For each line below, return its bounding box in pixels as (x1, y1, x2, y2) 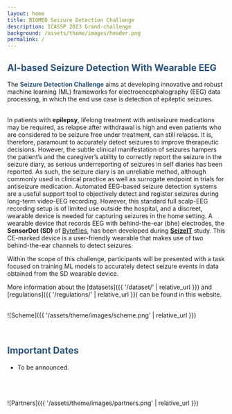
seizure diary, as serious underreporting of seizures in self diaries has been (7, 160, 223, 168)
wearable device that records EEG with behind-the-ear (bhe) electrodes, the (7, 219, 225, 227)
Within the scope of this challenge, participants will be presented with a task (7, 254, 225, 263)
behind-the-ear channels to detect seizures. (7, 241, 134, 249)
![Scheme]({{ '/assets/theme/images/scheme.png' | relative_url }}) (7, 310, 197, 320)
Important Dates (7, 345, 79, 356)
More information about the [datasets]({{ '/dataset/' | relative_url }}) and (7, 283, 213, 291)
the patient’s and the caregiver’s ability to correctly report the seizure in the (7, 152, 222, 160)
